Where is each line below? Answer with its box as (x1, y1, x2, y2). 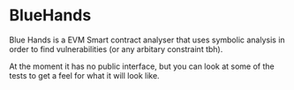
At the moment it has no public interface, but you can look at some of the (9, 61, 275, 71)
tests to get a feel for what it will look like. (9, 70, 161, 80)
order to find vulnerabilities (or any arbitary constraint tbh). (9, 43, 223, 54)
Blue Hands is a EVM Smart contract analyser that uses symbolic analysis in (9, 34, 285, 45)
